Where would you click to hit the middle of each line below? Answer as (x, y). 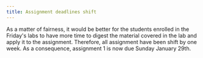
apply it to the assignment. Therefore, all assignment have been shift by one (101, 42)
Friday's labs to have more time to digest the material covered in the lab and (101, 35)
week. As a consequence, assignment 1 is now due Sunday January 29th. (99, 48)
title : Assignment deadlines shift (52, 12)
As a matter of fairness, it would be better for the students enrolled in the (98, 29)
